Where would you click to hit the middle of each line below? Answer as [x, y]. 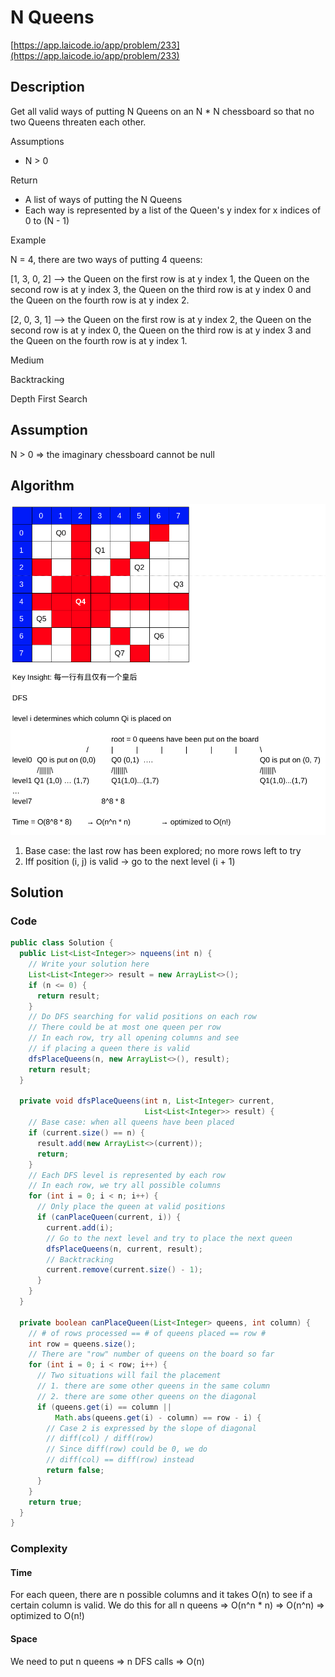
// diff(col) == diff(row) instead [120, 1460]
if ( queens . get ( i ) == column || [104, 1407]
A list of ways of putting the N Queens [103, 199]
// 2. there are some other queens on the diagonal [146, 1396]
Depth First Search [49, 398]
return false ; [75, 1471]
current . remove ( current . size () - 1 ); [124, 1270]
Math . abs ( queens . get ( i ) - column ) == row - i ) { [158, 1417]
